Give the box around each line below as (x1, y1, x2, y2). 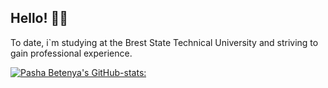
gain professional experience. (10, 47, 133, 59)
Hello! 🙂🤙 (10, 10, 69, 27)
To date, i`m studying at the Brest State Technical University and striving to (10, 36, 319, 48)
